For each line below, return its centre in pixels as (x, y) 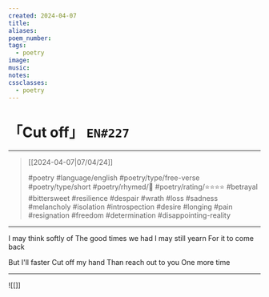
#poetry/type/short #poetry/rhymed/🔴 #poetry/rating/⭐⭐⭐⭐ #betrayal (143, 187)
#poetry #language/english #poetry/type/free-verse (114, 178)
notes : (19, 75)
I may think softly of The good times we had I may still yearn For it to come (131, 239)
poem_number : (30, 38)
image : (19, 61)
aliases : (23, 30)
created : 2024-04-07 (43, 16)
